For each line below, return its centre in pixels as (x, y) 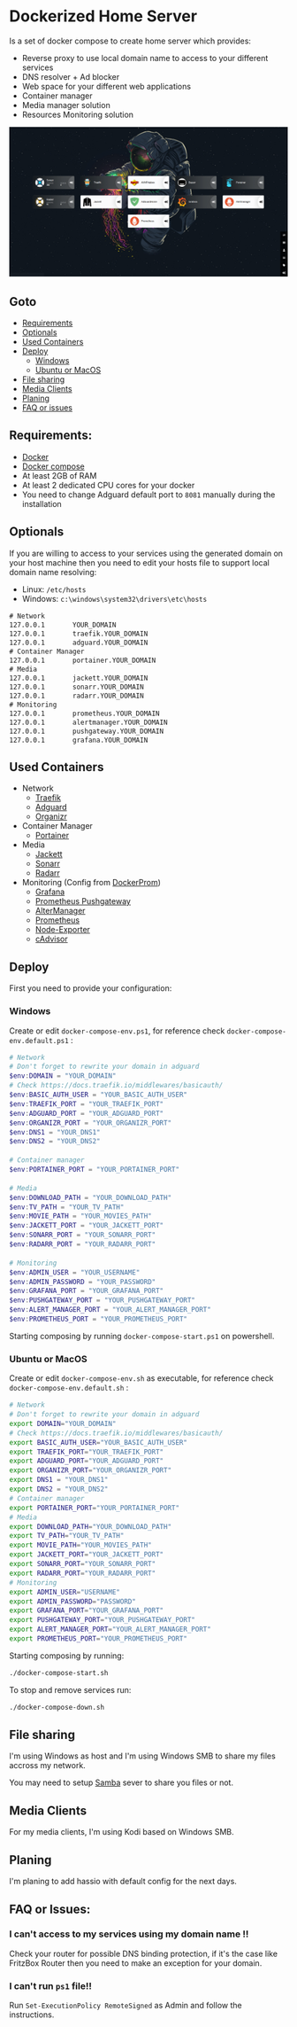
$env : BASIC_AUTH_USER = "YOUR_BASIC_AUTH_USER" (99, 1095)
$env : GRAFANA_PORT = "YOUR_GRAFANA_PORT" (87, 1291)
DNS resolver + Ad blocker (71, 76)
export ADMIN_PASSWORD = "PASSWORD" (73, 1602)
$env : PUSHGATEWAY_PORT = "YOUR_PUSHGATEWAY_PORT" (103, 1300)
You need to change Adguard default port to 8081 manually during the (148, 495)
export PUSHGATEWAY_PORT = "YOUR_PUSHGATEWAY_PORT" (103, 1620)
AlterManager (60, 911)
